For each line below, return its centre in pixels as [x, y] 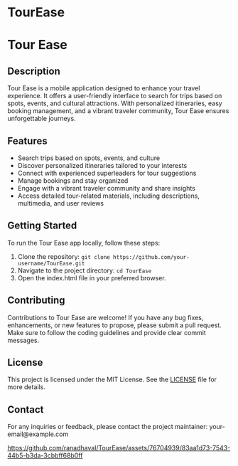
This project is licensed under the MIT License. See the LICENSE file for [112, 380]
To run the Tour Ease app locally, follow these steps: [84, 243]
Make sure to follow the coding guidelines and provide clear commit [107, 332]
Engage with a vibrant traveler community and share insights [106, 188]
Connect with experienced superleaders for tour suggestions [107, 173]
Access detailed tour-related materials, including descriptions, [109, 196]
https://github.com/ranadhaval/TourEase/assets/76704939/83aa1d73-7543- [119, 448]
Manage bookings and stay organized [73, 181]
